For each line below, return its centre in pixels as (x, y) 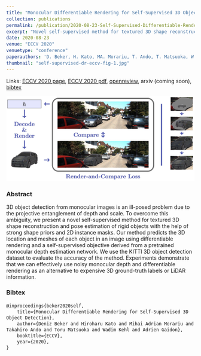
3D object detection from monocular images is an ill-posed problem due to (98, 207)
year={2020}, (33, 342)
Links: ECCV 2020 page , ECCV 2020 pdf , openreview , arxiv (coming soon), (99, 81)
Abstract (19, 194)
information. (21, 277)
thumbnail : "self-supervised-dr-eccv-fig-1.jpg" (68, 63)
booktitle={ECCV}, (40, 336)
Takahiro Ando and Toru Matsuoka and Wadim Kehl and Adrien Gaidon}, (95, 330)
